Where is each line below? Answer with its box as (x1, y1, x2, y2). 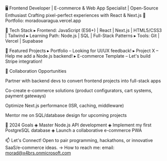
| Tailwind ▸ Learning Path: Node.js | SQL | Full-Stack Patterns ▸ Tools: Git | (5, 33, 159, 39)
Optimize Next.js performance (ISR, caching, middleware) (5, 103, 124, 108)
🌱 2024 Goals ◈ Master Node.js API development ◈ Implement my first (5, 122, 152, 128)
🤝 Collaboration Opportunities (5, 68, 67, 74)
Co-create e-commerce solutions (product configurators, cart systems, (5, 88, 153, 93)
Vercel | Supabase (5, 38, 44, 44)
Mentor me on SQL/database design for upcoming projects (5, 112, 127, 118)
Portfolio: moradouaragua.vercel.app (5, 18, 81, 24)
